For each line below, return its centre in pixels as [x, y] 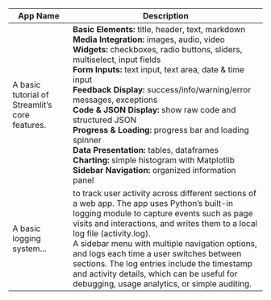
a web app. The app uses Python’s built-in [153, 203]
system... [29, 249]
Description [166, 16]
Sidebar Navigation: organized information [154, 170]
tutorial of [31, 95]
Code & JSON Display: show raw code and [154, 110]
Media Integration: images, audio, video [149, 39]
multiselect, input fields [117, 60]
